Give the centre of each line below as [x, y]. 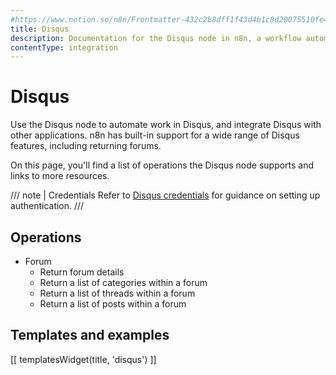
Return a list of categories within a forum [123, 282]
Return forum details [82, 272]
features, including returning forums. [86, 146]
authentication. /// [47, 206]
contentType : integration [64, 47]
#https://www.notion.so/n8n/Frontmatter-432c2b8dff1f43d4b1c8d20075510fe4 [169, 19]
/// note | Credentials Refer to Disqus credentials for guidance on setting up [165, 195]
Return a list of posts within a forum [113, 304]
